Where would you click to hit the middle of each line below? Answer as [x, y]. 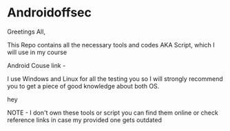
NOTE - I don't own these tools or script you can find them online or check [113, 112]
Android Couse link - [36, 65]
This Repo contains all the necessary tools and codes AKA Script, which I [111, 45]
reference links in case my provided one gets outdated [84, 120]
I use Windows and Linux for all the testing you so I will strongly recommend [115, 79]
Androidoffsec [49, 13]
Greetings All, [27, 32]
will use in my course [37, 52]
